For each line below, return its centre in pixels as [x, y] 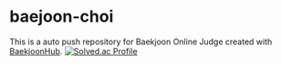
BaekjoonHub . [36, 51]
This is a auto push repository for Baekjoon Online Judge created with [141, 42]
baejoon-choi [62, 17]
